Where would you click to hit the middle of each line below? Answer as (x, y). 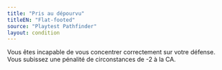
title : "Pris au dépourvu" (46, 13)
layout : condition (33, 33)
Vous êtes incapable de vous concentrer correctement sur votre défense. (111, 52)
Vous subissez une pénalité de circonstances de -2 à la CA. (91, 60)
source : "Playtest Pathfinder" (52, 26)
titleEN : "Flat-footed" (41, 20)
